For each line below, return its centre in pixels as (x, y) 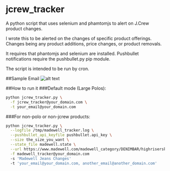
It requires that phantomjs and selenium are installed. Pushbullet (72, 53)
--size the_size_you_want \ (40, 140)
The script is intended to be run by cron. (48, 69)
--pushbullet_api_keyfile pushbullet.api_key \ (61, 135)
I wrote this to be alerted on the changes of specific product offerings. (79, 38)
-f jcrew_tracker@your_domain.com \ (49, 102)
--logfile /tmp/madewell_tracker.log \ (52, 130)
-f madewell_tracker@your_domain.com (50, 154)
